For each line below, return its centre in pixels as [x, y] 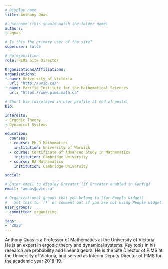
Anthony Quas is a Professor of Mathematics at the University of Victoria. [80, 240]
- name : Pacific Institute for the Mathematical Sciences [67, 88]
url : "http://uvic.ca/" [34, 83]
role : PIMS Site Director [32, 60]
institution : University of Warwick [52, 148]
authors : [14, 28]
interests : [16, 115]
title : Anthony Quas [27, 15]
